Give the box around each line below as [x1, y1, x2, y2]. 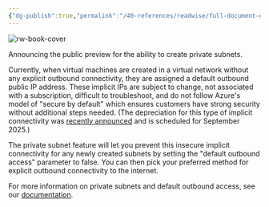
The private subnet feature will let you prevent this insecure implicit [8, 140, 231, 149]
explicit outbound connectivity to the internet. [8, 165, 159, 175]
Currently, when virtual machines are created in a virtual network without [8, 65, 249, 75]
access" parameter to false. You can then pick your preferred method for [8, 157, 249, 167]
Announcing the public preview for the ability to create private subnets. [8, 49, 243, 59]
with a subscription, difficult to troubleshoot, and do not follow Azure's [8, 90, 241, 100]
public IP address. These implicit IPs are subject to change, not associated [8, 82, 254, 91]
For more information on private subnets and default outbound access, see [8, 181, 256, 191]
